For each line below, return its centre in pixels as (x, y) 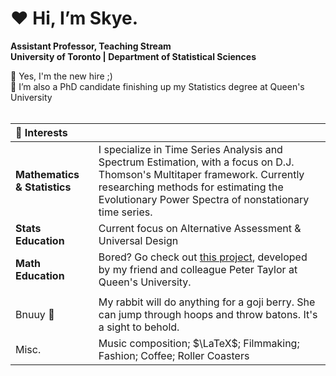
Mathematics (47, 174)
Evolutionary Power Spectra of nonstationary (204, 199)
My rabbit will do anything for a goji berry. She (207, 302)
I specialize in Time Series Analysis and (190, 149)
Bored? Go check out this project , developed (203, 257)
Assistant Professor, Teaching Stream (91, 46)
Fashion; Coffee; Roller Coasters (174, 355)
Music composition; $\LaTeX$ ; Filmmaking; (199, 343)
